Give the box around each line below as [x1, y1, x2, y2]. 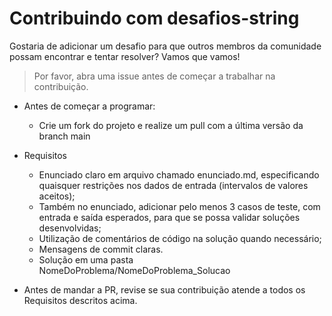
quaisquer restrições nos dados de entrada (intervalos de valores [38, 179, 309, 191]
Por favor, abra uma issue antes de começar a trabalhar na [33, 70, 276, 82]
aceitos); [38, 190, 76, 202]
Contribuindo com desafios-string [9, 7, 300, 30]
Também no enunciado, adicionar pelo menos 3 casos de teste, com [38, 200, 321, 212]
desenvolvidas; [38, 222, 102, 234]
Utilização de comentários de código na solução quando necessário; [38, 232, 322, 244]
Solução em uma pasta [38, 253, 134, 266]
